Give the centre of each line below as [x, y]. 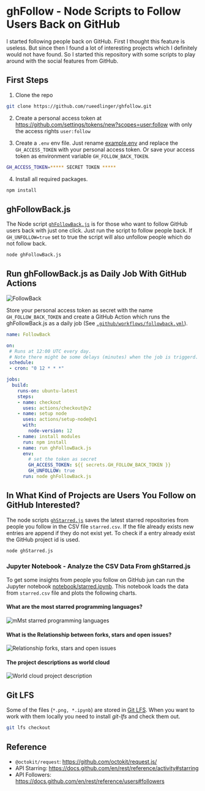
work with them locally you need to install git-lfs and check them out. [93, 717]
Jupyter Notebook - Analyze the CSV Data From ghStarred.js [99, 566]
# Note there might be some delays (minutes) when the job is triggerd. [104, 357]
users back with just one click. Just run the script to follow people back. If [99, 231]
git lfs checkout [28, 728]
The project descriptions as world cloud [58, 662]
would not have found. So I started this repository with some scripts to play [101, 54]
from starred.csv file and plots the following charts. [72, 593]
